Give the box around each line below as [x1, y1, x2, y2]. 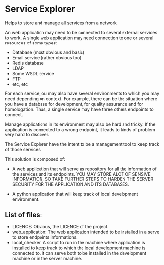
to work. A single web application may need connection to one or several [5, 35, 154, 41]
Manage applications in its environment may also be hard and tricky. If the [5, 121, 156, 127]
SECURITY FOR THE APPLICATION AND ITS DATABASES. [12, 181, 129, 187]
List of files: [5, 211, 42, 219]
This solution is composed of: [5, 156, 66, 162]
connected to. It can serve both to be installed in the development [12, 250, 147, 256]
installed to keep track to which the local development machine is [12, 245, 146, 251]
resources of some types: [5, 40, 58, 45]
